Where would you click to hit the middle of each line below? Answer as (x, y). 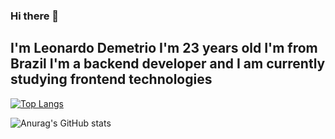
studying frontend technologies (111, 79)
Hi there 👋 (35, 16)
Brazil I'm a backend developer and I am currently (168, 64)
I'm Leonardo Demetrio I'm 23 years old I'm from (164, 48)
